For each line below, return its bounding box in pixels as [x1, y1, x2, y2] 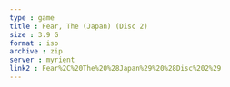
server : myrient [9, 55, 75, 64]
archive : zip [9, 47, 64, 56]
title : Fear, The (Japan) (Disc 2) [9, 22, 148, 31]
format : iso [9, 38, 59, 48]
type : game [9, 13, 55, 23]
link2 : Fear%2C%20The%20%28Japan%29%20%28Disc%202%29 [9, 64, 222, 73]
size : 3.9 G [9, 30, 59, 39]
